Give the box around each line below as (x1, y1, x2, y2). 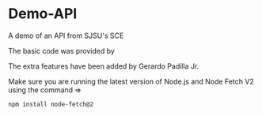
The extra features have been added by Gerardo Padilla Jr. (8, 61, 199, 71)
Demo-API (8, 5, 78, 23)
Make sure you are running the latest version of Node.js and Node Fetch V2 (8, 77, 255, 86)
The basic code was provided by (8, 46, 115, 55)
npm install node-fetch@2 (8, 100, 93, 108)
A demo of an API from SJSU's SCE (8, 31, 124, 40)
